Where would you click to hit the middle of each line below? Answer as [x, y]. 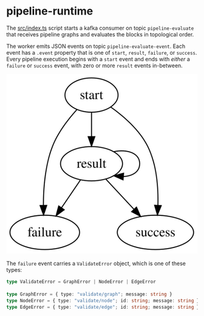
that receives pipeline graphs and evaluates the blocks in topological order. [100, 34]
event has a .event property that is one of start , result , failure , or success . [102, 52]
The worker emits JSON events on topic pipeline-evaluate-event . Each [96, 46]
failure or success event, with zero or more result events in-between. [95, 66]
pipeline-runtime [50, 11]
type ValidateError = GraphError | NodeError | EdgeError [81, 281]
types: [14, 270]
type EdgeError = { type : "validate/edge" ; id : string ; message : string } [103, 308]
